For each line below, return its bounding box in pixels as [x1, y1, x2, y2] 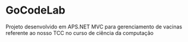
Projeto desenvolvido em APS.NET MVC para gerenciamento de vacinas [5, 23, 183, 30]
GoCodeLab [5, 4, 66, 17]
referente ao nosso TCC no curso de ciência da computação [5, 29, 154, 36]
